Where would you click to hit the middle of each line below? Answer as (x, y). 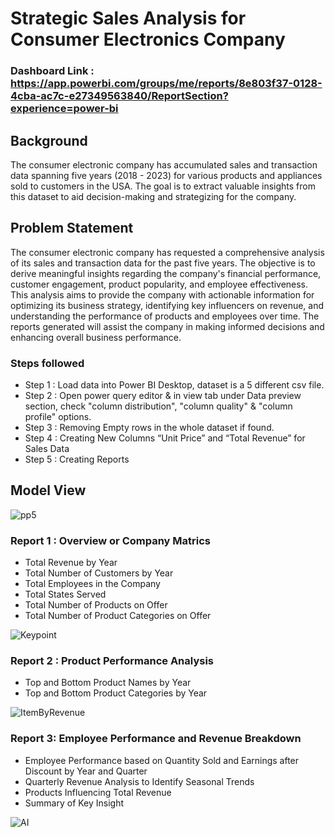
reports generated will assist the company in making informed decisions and (167, 326)
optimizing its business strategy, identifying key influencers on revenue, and (167, 305)
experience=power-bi (64, 109)
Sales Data (47, 449)
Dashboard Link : (52, 71)
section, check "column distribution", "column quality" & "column (158, 406)
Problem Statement (72, 228)
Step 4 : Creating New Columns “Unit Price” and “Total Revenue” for (165, 438)
